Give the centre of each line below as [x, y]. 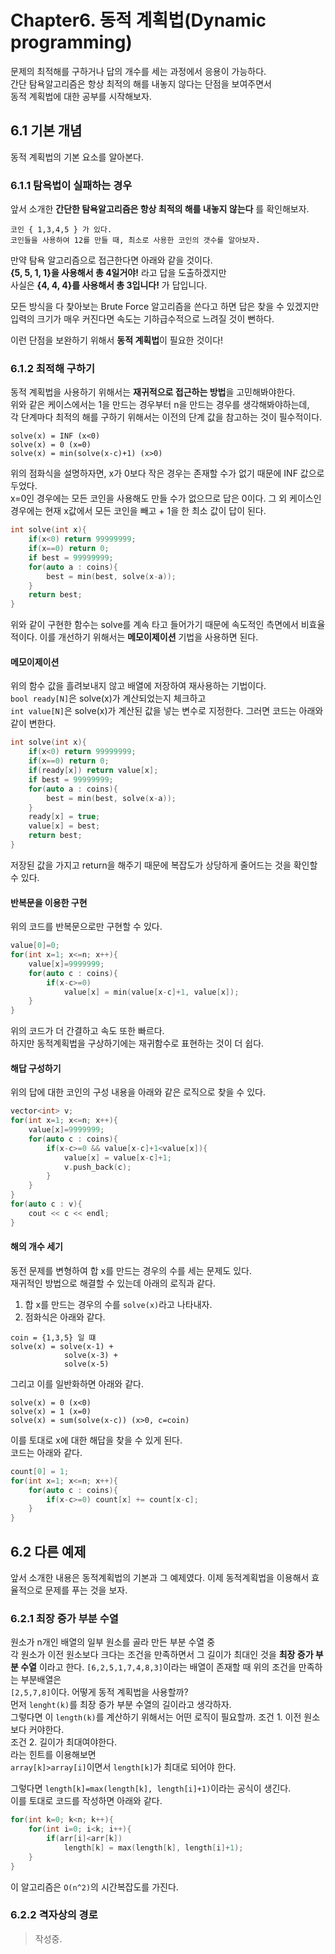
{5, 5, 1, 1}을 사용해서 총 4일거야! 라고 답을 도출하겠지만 [118, 273]
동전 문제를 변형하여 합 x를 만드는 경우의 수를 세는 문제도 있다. [131, 1270]
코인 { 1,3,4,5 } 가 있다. [61, 230]
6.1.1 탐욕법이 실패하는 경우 [71, 185]
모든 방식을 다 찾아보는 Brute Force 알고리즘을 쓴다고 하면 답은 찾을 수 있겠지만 [165, 307]
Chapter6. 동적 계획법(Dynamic [138, 20]
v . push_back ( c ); [97, 1167]
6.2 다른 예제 [48, 1551]
